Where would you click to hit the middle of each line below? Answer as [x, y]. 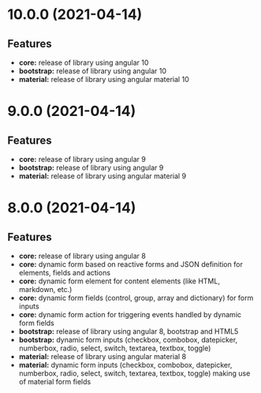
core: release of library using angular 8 [82, 256]
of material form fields [55, 382]
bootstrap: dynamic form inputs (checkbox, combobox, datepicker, [128, 340]
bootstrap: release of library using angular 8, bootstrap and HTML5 [129, 331]
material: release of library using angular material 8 [103, 356]
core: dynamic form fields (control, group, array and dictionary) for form [136, 298]
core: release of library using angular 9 [82, 159]
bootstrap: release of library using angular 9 [91, 168]
